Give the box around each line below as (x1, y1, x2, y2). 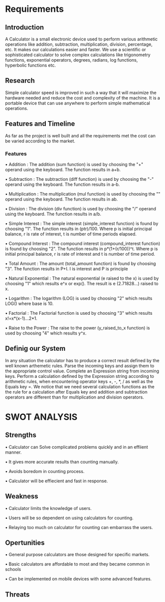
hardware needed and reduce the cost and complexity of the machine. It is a (5, 95, 160, 100)
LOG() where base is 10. (5, 301, 54, 306)
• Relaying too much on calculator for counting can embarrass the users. (5, 524, 153, 530)
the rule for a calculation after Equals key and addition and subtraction (5, 389, 148, 395)
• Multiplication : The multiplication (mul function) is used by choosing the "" (5, 191, 161, 197)
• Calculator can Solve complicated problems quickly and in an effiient (5, 444, 148, 450)
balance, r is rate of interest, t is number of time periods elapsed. (5, 231, 137, 237)
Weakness (5, 492, 38, 501)
